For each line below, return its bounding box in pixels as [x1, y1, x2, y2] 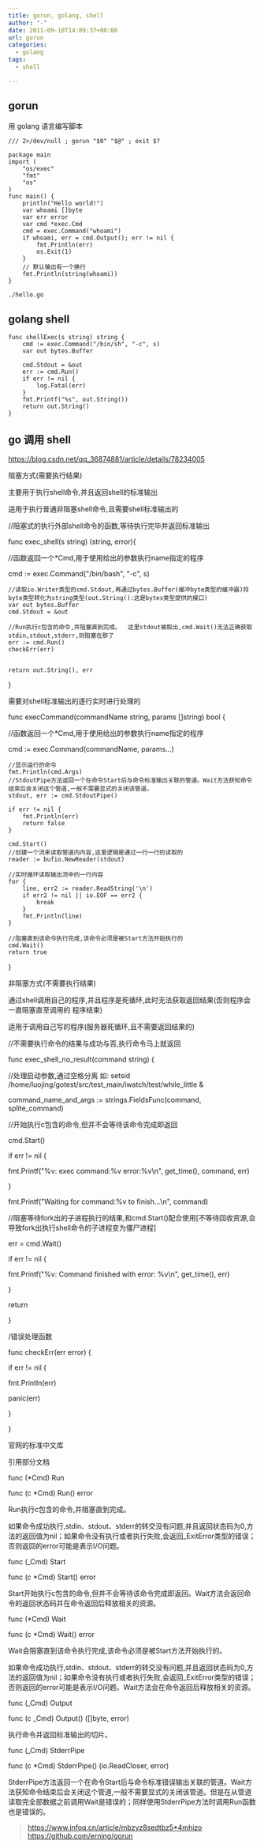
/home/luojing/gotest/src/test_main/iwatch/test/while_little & [8, 1080, 204, 1089]
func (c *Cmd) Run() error [8, 1488, 93, 1498]
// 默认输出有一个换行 [22, 262, 87, 271]
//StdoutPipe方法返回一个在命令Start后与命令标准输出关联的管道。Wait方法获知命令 [8, 776, 253, 785]
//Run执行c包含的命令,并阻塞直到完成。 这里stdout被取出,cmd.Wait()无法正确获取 [8, 624, 253, 632]
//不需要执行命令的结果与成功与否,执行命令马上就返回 [8, 1039, 181, 1048]
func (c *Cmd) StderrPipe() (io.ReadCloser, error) [8, 1761, 169, 1771]
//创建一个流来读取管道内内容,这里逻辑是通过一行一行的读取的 [8, 849, 184, 857]
